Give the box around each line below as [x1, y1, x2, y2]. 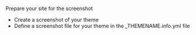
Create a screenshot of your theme [13, 16, 99, 23]
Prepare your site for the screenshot [5, 5, 93, 12]
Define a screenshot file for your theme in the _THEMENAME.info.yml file [13, 23, 190, 29]
